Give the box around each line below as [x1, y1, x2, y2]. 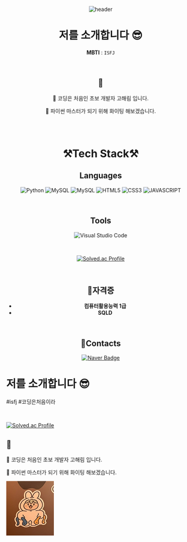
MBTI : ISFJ [86, 49, 115, 56]
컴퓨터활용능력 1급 [83, 302, 127, 309]
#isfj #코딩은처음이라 [6, 398, 56, 406]
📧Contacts [80, 338, 121, 349]
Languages [79, 171, 122, 181]
